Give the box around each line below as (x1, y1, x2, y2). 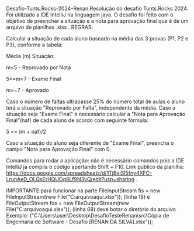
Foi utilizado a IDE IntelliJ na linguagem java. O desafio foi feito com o (6, 11, 174, 18)
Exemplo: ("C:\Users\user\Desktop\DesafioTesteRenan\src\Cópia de (6, 212, 169, 219)
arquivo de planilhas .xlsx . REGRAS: (6, 23, 93, 30)
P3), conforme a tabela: (6, 41, 63, 48)
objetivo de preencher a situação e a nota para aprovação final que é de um (6, 18, 189, 24)
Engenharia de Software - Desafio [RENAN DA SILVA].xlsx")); (6, 218, 153, 225)
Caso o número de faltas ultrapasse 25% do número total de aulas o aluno (6, 98, 185, 105)
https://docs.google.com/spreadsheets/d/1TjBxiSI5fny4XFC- (6, 169, 153, 176)
